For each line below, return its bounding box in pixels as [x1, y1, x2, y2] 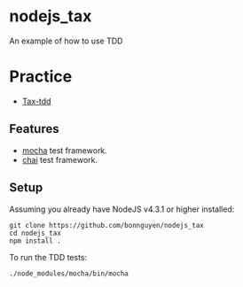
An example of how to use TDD [9, 35, 123, 46]
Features [9, 121, 59, 136]
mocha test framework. [21, 144, 108, 156]
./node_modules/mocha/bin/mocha [9, 268, 129, 278]
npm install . [9, 237, 62, 245]
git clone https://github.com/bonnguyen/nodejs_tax [9, 221, 204, 229]
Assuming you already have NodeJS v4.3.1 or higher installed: [9, 204, 235, 214]
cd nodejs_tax [9, 229, 62, 237]
